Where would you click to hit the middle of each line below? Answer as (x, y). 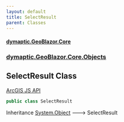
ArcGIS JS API (24, 90)
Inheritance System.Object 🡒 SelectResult (62, 113)
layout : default (26, 12)
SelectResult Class (42, 76)
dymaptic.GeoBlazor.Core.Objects (56, 57)
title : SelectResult (32, 17)
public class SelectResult (39, 101)
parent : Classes (26, 23)
